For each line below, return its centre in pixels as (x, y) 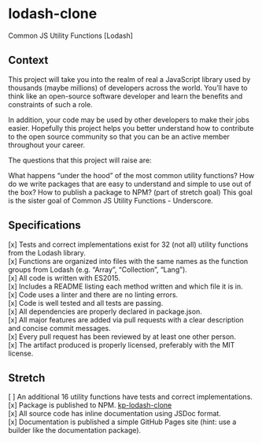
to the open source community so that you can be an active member (119, 136)
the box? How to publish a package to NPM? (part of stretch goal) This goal (131, 192)
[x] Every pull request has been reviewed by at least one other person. (122, 337)
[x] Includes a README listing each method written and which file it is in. (126, 286)
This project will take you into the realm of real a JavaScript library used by (129, 79)
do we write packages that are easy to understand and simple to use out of (130, 184)
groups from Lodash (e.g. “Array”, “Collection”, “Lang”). (98, 270)
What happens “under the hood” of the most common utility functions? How (131, 175)
